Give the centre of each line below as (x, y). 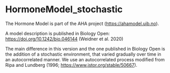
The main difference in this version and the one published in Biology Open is (85, 48)
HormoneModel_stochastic (64, 9)
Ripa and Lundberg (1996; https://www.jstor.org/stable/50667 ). (71, 65)
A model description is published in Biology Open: (58, 33)
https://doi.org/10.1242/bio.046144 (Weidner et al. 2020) (64, 39)
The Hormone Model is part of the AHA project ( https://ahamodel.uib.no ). (82, 23)
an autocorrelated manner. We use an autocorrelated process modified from (85, 59)
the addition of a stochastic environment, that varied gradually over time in (83, 54)
